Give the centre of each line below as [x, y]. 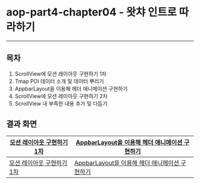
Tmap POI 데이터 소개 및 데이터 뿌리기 [59, 81]
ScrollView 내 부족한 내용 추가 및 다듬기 [61, 103]
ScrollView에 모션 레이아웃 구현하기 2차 [61, 96]
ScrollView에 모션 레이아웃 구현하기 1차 [61, 74]
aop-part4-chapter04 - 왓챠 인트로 [91, 12]
